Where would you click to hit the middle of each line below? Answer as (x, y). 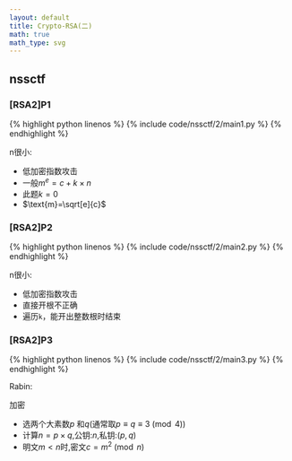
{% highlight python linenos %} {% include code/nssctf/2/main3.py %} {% (146, 360)
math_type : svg (38, 43)
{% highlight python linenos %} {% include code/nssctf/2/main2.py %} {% (146, 247)
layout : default (39, 17)
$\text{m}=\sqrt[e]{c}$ (64, 204)
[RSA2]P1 (30, 104)
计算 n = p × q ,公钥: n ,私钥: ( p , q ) (79, 435)
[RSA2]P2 (31, 227)
